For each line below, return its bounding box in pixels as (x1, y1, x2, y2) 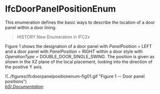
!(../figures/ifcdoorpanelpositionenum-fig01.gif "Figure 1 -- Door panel (5, 73, 145, 79)
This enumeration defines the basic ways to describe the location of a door (5, 19, 155, 25)
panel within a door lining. (5, 24, 57, 30)
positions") (5, 78, 27, 84)
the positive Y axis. (5, 64, 43, 70)
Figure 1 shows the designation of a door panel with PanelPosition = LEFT (5, 43, 152, 49)
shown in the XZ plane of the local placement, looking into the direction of (5, 59, 153, 64)
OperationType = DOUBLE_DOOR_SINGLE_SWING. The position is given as (5, 53, 155, 59)
